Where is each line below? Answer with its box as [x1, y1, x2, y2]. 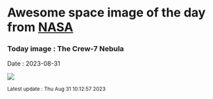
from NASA [7, 19, 74, 35]
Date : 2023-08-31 [7, 60, 60, 68]
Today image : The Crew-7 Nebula [7, 44, 124, 54]
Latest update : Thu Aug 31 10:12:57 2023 [7, 86, 106, 93]
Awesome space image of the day [7, 5, 206, 21]
